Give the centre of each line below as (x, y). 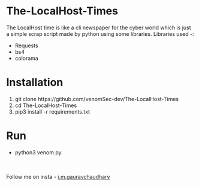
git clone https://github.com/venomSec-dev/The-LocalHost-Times (97, 99)
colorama (27, 58)
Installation (35, 83)
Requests (26, 45)
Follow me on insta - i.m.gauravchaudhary (58, 176)
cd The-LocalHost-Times (46, 105)
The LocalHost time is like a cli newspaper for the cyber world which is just (99, 28)
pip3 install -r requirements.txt (52, 111)
